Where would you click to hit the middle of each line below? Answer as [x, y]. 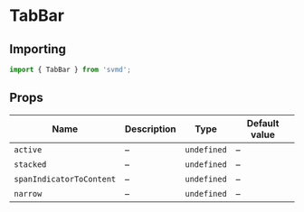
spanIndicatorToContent [65, 179]
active [28, 149]
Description [151, 129]
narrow [28, 194]
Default [263, 123]
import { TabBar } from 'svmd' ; [70, 69]
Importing [38, 49]
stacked [30, 164]
